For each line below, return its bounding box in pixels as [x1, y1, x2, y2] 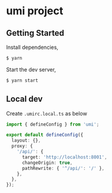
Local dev [6, 94, 43, 104]
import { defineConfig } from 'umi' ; [6, 121, 100, 127]
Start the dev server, [6, 66, 56, 73]
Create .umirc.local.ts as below [6, 110, 88, 117]
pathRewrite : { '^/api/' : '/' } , [21, 165, 105, 171]
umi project [6, 4, 63, 18]
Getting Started [6, 28, 65, 38]
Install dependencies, [6, 43, 59, 51]
